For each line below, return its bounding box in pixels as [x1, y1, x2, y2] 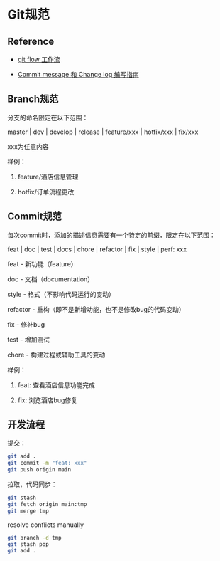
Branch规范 [7, 93, 59, 105]
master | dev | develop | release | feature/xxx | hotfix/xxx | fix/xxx [7, 127, 199, 136]
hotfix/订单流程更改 [17, 187, 75, 196]
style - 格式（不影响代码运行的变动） [7, 290, 116, 298]
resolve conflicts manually [7, 520, 84, 529]
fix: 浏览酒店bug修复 [17, 396, 78, 404]
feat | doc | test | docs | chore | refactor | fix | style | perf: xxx [7, 245, 187, 253]
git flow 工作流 [17, 55, 60, 63]
